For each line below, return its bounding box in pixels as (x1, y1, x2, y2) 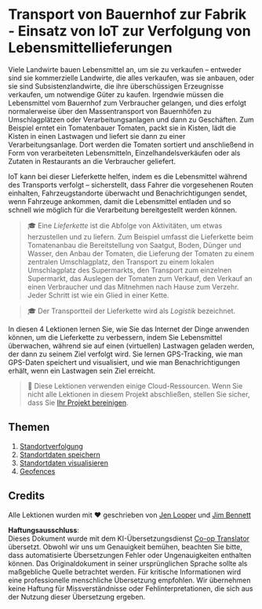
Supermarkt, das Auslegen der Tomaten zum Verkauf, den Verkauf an (27, 273, 253, 283)
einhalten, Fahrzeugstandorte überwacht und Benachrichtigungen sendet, (8, 188, 248, 198)
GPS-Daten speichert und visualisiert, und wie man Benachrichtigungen (8, 357, 241, 366)
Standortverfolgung (19, 441, 84, 450)
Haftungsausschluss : (8, 525, 80, 534)
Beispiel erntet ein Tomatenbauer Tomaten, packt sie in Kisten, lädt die (8, 123, 237, 133)
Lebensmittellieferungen (8, 39, 173, 57)
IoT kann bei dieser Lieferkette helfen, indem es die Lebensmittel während (8, 171, 247, 181)
